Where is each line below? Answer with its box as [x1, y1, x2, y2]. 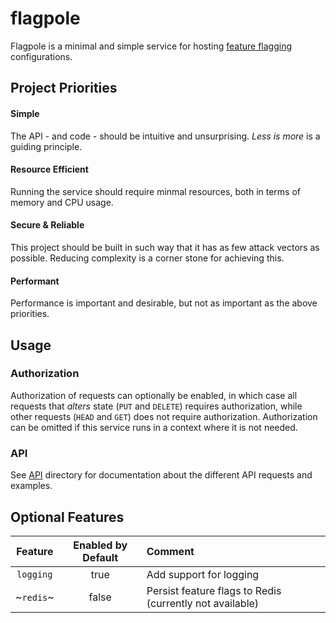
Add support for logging [146, 567, 260, 581]
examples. [10, 480, 53, 492]
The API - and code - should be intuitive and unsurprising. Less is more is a [10, 130, 321, 142]
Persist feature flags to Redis [146, 583, 282, 597]
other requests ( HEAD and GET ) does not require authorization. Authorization [10, 410, 318, 422]
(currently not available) [146, 596, 260, 610]
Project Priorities [10, 80, 118, 97]
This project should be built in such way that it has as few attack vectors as [10, 241, 320, 253]
